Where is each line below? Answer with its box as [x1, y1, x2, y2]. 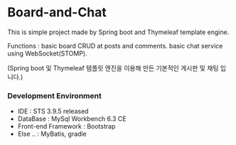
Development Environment [7, 90, 102, 100]
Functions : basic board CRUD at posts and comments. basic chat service [7, 41, 223, 50]
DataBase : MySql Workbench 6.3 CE [17, 114, 127, 123]
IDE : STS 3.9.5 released [17, 107, 89, 116]
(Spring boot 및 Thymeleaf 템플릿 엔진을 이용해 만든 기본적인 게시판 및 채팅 [7, 63, 219, 72]
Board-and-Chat [7, 4, 107, 21]
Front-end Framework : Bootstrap [17, 122, 116, 131]
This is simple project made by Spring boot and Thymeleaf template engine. [7, 28, 230, 36]
